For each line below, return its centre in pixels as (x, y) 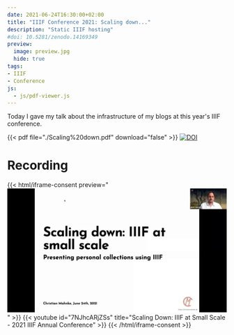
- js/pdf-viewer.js (42, 96)
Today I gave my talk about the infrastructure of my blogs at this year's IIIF (114, 117)
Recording (38, 166)
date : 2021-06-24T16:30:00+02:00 (56, 15)
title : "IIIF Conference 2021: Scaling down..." (79, 22)
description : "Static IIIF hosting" (60, 29)
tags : (15, 66)
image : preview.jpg (42, 52)
